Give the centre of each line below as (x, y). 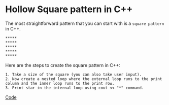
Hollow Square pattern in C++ (69, 9)
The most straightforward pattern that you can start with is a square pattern (85, 23)
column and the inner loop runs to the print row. (60, 83)
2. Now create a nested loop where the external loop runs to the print (84, 79)
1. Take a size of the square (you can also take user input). (74, 75)
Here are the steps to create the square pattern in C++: (63, 65)
